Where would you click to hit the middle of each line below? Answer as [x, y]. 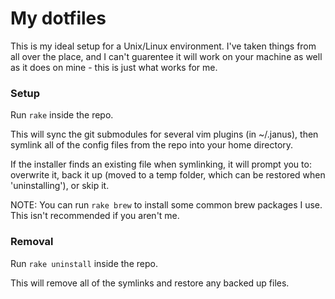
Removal [32, 242]
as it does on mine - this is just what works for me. [114, 67]
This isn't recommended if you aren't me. [95, 216]
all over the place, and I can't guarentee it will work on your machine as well [166, 56]
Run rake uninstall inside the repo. [84, 263]
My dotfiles [58, 18]
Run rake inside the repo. [62, 115]
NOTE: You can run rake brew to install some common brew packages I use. [166, 205]
